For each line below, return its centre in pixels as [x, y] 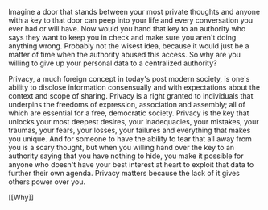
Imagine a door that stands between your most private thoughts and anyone [134, 12]
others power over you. [47, 182]
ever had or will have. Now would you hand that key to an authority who [127, 29]
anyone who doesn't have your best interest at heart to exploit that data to [131, 164]
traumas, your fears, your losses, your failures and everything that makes [130, 130]
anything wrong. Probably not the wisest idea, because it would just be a [129, 46]
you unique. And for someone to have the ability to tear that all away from [130, 139]
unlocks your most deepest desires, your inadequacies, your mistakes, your [134, 122]
